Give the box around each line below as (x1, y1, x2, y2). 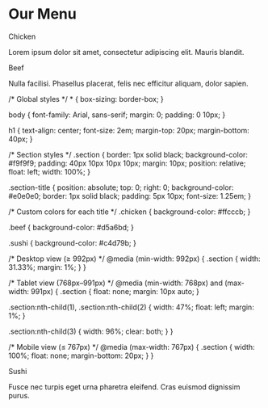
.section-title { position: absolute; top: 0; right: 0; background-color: (8, 183, 234, 192)
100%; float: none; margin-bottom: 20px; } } (8, 351, 154, 360)
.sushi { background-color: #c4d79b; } (8, 238, 137, 247)
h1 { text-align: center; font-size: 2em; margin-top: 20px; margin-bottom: (8, 125, 250, 135)
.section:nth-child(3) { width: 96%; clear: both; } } (8, 326, 174, 336)
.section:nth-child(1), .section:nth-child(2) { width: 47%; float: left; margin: (8, 302, 254, 312)
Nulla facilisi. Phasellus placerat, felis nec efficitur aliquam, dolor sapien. (8, 78, 249, 88)
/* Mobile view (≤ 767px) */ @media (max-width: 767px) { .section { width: (8, 342, 256, 351)
